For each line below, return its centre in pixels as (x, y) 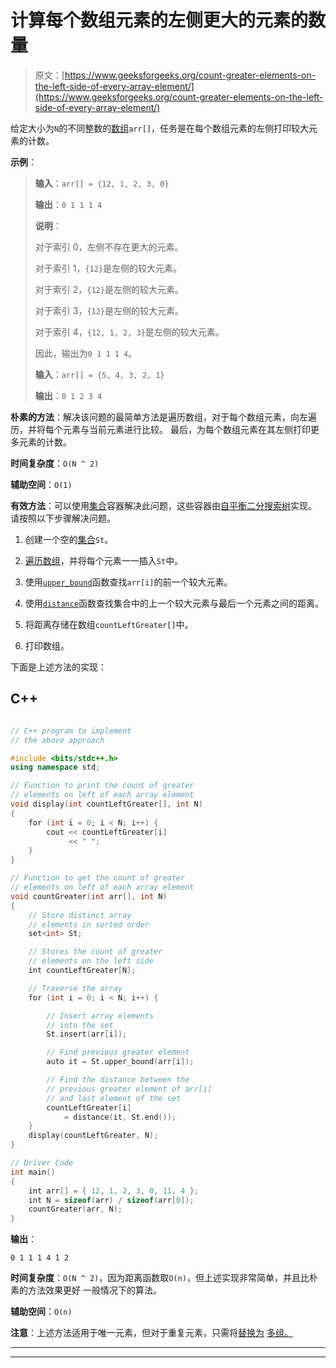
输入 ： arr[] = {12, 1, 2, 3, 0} (102, 183)
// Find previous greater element (118, 1052)
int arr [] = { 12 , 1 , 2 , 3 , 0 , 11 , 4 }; (114, 1191)
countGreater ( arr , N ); (75, 1209)
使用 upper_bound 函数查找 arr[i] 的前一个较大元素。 (128, 582)
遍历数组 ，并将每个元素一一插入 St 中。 (104, 560)
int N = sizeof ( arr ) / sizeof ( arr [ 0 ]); (111, 1200)
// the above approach (57, 740)
